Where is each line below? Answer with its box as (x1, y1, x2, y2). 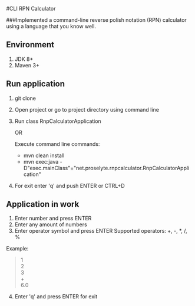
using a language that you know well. (6, 23, 96, 30)
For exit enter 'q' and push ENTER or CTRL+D (14, 182, 125, 189)
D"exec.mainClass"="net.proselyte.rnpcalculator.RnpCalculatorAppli (23, 164, 190, 171)
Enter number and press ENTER (14, 215, 92, 222)
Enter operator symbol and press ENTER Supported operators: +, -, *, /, (14, 227, 187, 235)
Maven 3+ (14, 61, 39, 69)
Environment (6, 40, 55, 50)
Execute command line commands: (14, 140, 100, 147)
